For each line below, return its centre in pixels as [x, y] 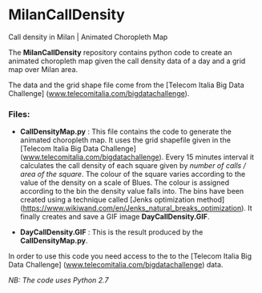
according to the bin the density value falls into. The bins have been [132, 191]
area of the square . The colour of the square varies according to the [133, 175]
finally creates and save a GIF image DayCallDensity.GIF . [115, 217]
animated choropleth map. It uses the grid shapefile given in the [125, 140]
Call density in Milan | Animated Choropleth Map [88, 37]
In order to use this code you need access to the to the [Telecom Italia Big [130, 256]
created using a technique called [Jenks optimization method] [122, 200]
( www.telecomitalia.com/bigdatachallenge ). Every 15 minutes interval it [137, 157]
